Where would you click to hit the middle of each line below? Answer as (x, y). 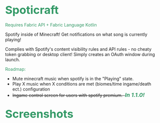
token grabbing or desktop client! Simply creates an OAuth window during (80, 54)
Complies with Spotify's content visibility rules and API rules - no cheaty (78, 49)
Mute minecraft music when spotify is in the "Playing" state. (73, 78)
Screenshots (39, 114)
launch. (13, 60)
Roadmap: (16, 69)
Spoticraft (32, 10)
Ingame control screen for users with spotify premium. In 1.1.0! (79, 95)
